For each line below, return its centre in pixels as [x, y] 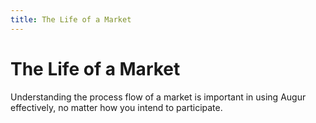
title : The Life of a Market [71, 19]
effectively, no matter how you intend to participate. [116, 107]
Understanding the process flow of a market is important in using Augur [158, 97]
